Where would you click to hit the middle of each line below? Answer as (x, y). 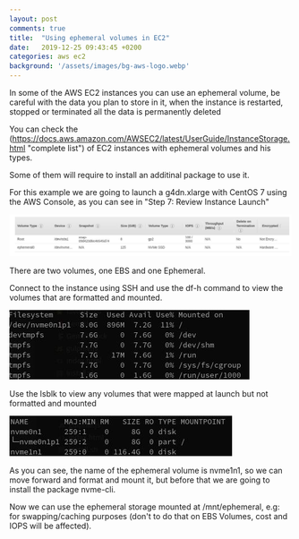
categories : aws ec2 (48, 57)
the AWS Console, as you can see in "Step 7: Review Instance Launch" (140, 202)
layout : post (34, 19)
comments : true (38, 28)
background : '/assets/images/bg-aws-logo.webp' (100, 66)
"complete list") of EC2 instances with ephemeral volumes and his (149, 148)
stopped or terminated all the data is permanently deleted (115, 111)
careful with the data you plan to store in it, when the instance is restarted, (146, 102)
